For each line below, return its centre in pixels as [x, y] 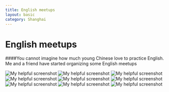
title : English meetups [30, 10]
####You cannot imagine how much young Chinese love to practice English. [84, 58]
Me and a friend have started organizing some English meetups [71, 64]
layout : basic [20, 15]
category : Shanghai [26, 19]
